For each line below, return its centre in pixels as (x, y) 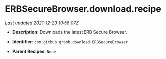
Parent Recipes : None (34, 51)
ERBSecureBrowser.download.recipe (83, 9)
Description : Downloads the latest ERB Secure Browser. (70, 32)
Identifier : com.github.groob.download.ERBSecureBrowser (70, 42)
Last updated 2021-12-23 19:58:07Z (42, 23)
